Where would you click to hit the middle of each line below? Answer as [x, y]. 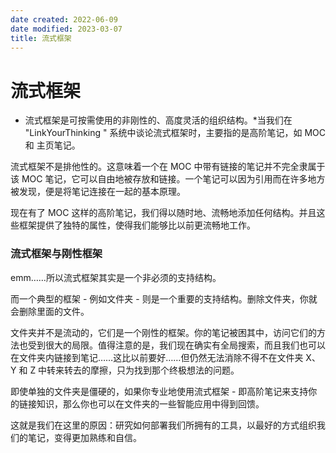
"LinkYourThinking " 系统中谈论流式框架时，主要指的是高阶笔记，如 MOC [175, 133]
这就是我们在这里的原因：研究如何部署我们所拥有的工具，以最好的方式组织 [163, 425]
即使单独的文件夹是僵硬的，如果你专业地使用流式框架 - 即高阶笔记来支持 [159, 391]
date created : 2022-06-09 [64, 19]
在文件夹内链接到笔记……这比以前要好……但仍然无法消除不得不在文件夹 [157, 357]
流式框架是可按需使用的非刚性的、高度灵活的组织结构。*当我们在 [158, 120]
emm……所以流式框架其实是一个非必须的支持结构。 [116, 277]
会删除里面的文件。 [50, 311]
